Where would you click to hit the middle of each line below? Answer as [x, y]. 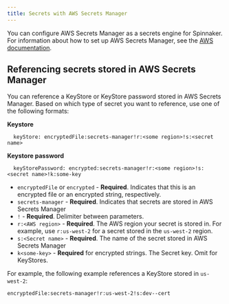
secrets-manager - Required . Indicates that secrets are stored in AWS [115, 202]
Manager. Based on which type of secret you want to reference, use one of [113, 104]
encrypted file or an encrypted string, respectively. [89, 195]
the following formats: [38, 111]
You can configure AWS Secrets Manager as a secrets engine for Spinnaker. [115, 33]
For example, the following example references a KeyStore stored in [103, 274]
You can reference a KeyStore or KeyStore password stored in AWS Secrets [114, 96]
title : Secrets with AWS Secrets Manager [67, 13]
